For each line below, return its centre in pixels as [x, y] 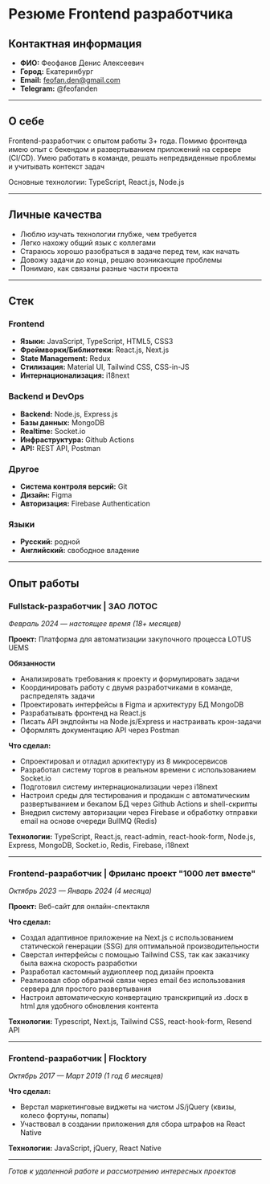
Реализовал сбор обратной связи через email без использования [133, 981]
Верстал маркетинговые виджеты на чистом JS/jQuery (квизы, [128, 1107]
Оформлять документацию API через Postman [100, 730]
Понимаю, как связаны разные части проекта [99, 268]
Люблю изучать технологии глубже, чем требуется [108, 234]
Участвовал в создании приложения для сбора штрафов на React [133, 1124]
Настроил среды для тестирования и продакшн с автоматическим [135, 795]
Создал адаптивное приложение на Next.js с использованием [127, 938]
